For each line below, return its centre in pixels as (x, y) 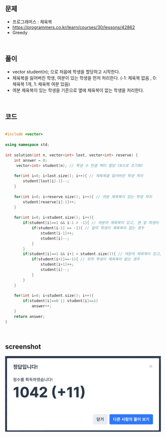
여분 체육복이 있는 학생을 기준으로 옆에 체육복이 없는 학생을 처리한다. (78, 90)
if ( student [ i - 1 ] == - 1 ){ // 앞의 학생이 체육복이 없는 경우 (88, 228)
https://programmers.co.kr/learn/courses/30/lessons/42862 (74, 27)
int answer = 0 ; (31, 160)
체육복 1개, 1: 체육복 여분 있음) (41, 84)
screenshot (23, 347)
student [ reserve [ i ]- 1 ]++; (50, 202)
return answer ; (30, 317)
